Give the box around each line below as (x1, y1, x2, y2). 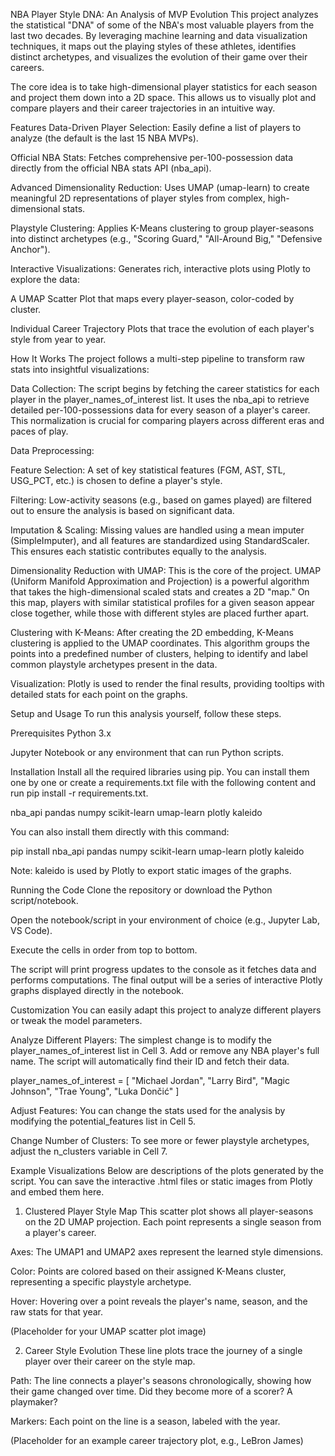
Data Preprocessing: (10, 445, 95, 456)
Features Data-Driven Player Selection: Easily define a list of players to (10, 122, 302, 133)
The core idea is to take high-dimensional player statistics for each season (10, 81, 318, 93)
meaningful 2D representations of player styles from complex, (10, 192, 266, 204)
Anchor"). (10, 244, 51, 255)
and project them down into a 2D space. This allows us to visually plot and (10, 92, 317, 103)
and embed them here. (10, 1186, 105, 1198)
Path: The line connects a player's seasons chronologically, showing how (10, 1375, 312, 1386)
